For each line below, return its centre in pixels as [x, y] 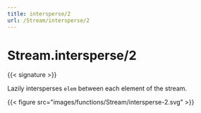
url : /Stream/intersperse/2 [49, 20]
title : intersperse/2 [39, 14]
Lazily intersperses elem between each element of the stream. [97, 88]
